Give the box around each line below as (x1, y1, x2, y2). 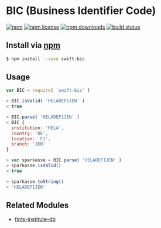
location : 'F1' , (11, 136, 51, 141)
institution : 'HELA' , (11, 125, 64, 131)
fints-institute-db (14, 216, 56, 223)
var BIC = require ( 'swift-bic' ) (6, 88, 91, 94)
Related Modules (6, 200, 69, 210)
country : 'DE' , (11, 130, 49, 136)
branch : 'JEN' (11, 141, 46, 147)
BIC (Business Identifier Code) (6, 4, 156, 18)
